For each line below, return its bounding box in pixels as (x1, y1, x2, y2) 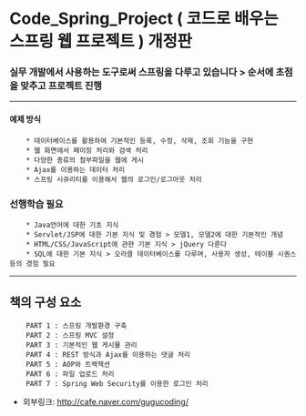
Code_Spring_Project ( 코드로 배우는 (9, 8, 280, 29)
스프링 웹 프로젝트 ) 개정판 (9, 31, 193, 52)
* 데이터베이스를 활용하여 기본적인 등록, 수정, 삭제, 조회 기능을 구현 (25, 136, 254, 146)
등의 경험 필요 (9, 259, 56, 269)
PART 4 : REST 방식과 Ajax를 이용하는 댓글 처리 (25, 350, 191, 360)
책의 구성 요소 (9, 295, 82, 310)
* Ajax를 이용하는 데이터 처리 (25, 165, 126, 174)
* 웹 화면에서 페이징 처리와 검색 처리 (25, 146, 148, 155)
